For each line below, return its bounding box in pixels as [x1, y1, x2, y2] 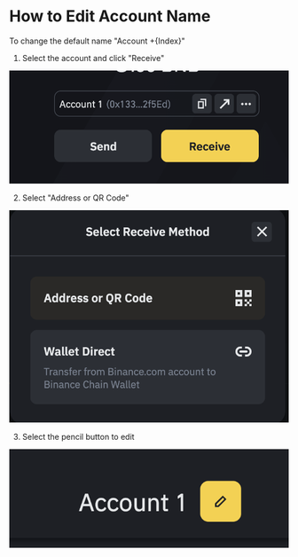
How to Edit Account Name [9, 6, 211, 27]
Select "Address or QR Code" [21, 192, 130, 203]
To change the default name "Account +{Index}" [9, 35, 186, 46]
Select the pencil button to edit [21, 431, 135, 442]
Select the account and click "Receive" [21, 52, 165, 63]
